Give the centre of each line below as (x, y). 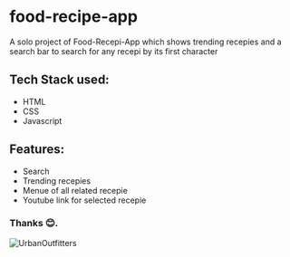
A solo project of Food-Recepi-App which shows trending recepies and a (146, 42)
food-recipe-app (74, 17)
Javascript (42, 120)
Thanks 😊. (34, 224)
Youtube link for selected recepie (84, 200)
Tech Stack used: (60, 80)
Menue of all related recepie (75, 190)
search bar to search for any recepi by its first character (114, 51)
